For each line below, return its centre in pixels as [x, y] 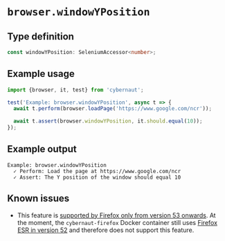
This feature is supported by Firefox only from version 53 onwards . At [116, 215]
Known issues [38, 198]
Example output [42, 149]
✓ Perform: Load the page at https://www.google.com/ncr [97, 171]
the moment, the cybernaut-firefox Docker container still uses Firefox [117, 222]
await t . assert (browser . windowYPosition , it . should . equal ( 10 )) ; [108, 121]
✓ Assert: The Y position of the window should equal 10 [97, 177]
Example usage [41, 74]
